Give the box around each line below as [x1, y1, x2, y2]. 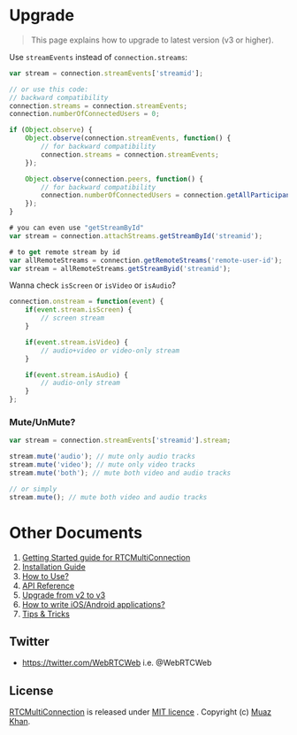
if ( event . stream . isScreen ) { [25, 306, 133, 314]
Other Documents [9, 522, 143, 543]
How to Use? [21, 570, 69, 581]
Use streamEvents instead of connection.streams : [9, 51, 188, 62]
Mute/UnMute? [9, 415, 76, 428]
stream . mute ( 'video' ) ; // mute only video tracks [9, 460, 196, 469]
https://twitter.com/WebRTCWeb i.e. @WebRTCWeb [21, 657, 212, 669]
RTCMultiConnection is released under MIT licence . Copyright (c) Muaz [9, 707, 272, 717]
